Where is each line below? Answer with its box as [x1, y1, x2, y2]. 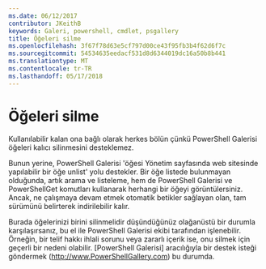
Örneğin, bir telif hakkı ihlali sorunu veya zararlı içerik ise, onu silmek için [8, 234, 251, 244]
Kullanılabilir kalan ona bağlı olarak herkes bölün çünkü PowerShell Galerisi [8, 134, 257, 143]
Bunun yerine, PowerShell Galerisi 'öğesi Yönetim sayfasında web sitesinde [8, 158, 259, 168]
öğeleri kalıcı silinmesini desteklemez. [8, 143, 134, 152]
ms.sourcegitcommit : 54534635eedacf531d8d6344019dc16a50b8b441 [8, 49, 226, 58]
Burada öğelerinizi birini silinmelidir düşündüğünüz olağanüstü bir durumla [8, 216, 256, 227]
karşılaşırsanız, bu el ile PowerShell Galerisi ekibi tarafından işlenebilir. [8, 225, 242, 235]
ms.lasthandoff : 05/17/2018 [8, 72, 103, 80]
